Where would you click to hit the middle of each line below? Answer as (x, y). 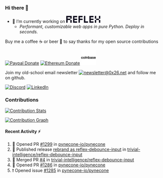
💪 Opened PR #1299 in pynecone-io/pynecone (59, 144)
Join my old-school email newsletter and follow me (81, 73)
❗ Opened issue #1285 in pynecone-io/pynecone (60, 170)
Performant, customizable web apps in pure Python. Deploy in (82, 27)
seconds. (28, 32)
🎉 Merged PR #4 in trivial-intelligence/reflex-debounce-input (73, 159)
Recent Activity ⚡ (23, 132)
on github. (15, 78)
